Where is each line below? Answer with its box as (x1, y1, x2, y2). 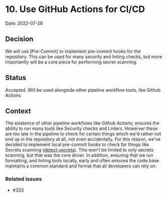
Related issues (5, 175, 42, 182)
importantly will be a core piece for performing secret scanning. (5, 59, 137, 65)
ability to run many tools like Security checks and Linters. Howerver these (5, 125, 158, 132)
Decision (5, 35, 34, 43)
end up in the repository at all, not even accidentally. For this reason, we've (5, 136, 161, 142)
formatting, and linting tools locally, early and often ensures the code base (5, 158, 159, 164)
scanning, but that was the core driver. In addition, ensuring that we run (5, 152, 153, 158)
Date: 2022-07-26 (5, 20, 43, 26)
